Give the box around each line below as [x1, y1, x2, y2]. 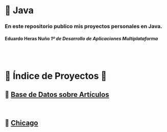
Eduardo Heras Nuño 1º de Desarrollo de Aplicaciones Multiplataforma [5, 35, 158, 41]
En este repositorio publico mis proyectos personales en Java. [5, 23, 162, 30]
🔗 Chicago [5, 118, 38, 127]
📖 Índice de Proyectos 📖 [5, 70, 107, 82]
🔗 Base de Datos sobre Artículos [5, 90, 109, 99]
